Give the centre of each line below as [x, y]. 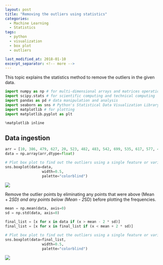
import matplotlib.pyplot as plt [39, 114]
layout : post [18, 9]
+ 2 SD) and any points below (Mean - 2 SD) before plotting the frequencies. [81, 199]
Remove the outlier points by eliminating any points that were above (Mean [80, 194]
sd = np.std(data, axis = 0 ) [32, 213]
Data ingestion [27, 138]
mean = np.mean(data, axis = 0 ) [36, 209]
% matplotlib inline [25, 123]
